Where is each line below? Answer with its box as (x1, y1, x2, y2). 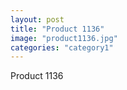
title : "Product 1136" (10, 24, 105, 34)
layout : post (10, 14, 65, 25)
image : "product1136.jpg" (10, 33, 118, 43)
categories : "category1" (10, 42, 114, 53)
